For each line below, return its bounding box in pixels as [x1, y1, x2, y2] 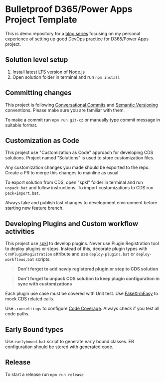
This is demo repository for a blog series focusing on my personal [5, 30, 141, 36]
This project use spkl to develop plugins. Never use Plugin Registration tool [5, 241, 160, 247]
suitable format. [5, 122, 38, 128]
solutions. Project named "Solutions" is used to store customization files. [5, 155, 155, 161]
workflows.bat [5, 257, 35, 262]
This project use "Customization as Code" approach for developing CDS [5, 149, 154, 155]
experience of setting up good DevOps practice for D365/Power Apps [5, 36, 149, 42]
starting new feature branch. [5, 205, 64, 211]
